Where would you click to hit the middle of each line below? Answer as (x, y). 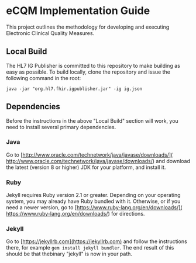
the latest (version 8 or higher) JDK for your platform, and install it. (86, 167)
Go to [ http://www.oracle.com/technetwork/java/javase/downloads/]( (90, 155)
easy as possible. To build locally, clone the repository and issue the (88, 72)
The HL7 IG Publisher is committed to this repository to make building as (93, 65)
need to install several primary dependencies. (61, 127)
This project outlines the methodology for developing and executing (88, 27)
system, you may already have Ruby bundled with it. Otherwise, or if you (93, 201)
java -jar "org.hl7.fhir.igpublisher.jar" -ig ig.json (74, 89)
